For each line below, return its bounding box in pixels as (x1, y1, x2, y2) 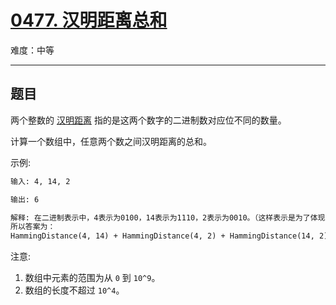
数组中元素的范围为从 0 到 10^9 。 (24, 272, 161, 284)
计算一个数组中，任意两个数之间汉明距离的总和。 (10, 135, 212, 147)
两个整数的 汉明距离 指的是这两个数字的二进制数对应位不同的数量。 (10, 114, 287, 126)
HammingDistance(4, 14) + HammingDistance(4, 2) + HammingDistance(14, (10, 231, 315, 241)
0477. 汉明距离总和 (10, 9, 168, 32)
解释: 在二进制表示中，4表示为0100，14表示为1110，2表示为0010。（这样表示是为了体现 (10, 212, 326, 223)
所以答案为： (10, 222, 56, 232)
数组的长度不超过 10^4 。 (24, 284, 125, 296)
